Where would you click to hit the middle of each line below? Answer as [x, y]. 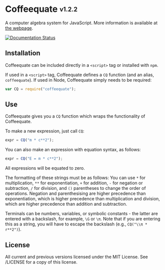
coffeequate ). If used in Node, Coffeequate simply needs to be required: [78, 80]
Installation [23, 53]
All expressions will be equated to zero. [45, 168]
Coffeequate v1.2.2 [41, 9]
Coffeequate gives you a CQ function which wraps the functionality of [75, 116]
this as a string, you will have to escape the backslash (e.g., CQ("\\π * [76, 224]
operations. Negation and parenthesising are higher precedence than [75, 193]
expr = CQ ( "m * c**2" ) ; [30, 140]
